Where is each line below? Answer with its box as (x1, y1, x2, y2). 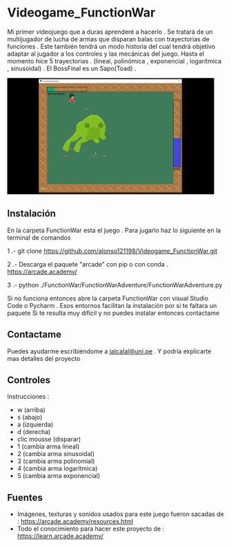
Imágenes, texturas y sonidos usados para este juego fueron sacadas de (17, 510, 224, 518)
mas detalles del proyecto (7, 354, 81, 362)
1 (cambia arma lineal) (17, 442, 80, 451)
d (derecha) (17, 428, 51, 436)
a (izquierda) (17, 420, 54, 429)
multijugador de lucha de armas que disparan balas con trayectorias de (7, 34, 210, 43)
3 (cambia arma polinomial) (17, 457, 95, 466)
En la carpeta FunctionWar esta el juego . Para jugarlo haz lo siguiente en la (7, 226, 221, 234)
